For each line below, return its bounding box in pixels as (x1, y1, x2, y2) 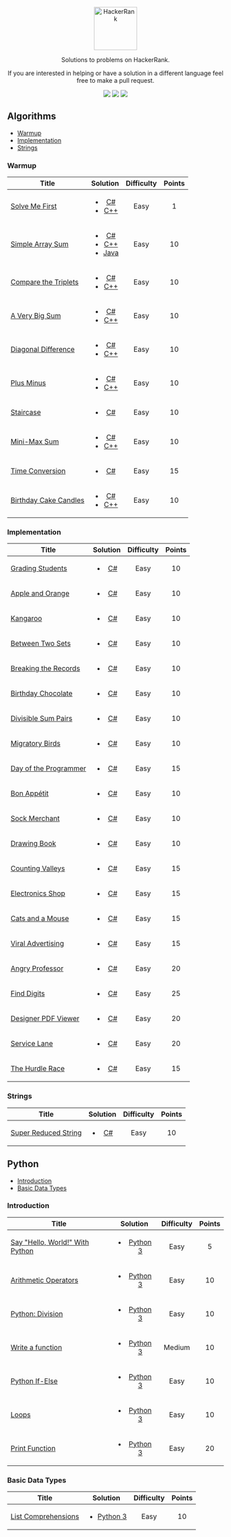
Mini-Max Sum (10, 437, 60, 446)
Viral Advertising (10, 939, 64, 949)
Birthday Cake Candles (10, 495, 85, 505)
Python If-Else (10, 1376, 58, 1386)
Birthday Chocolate (10, 688, 73, 698)
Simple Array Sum (10, 239, 69, 249)
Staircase (10, 408, 41, 417)
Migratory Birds (10, 739, 60, 748)
